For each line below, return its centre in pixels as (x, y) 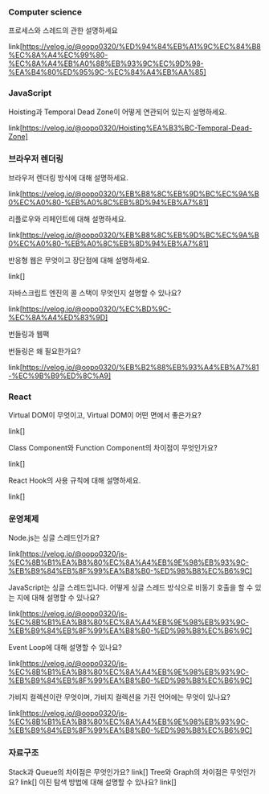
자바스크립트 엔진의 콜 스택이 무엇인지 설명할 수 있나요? (95, 293)
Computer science (45, 12)
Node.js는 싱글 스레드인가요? (54, 538)
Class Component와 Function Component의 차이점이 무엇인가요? (113, 448)
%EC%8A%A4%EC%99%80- (58, 56)
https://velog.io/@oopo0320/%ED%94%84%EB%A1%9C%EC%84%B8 (141, 47)
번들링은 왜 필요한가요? (45, 351)
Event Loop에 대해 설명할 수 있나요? (65, 648)
